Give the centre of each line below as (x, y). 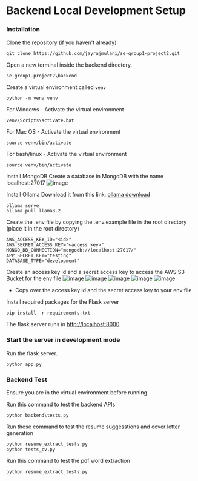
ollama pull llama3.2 (34, 211)
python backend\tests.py (38, 416)
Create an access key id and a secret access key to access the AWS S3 (95, 272)
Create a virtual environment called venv (56, 87)
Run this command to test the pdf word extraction (68, 461)
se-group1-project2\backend (42, 76)
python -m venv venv (32, 98)
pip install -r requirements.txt (48, 313)
